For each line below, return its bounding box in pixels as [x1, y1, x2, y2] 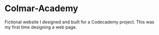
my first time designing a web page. [4, 24, 77, 30]
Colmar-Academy [4, 3, 79, 14]
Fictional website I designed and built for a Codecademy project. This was [4, 19, 155, 25]
